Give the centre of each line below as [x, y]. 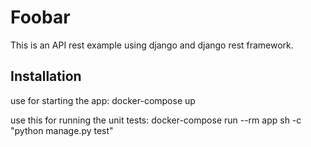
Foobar [40, 17]
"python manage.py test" [62, 130]
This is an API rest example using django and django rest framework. [152, 45]
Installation [46, 76]
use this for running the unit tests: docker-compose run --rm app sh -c [156, 120]
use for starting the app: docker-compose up [103, 100]
